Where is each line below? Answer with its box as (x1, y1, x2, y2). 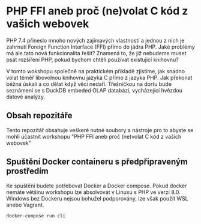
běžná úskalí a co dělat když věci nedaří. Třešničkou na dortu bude (6, 80, 172, 88)
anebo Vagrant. (6, 201, 44, 208)
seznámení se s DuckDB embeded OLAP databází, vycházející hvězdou (6, 86, 183, 94)
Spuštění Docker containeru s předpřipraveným (6, 157, 188, 167)
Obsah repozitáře (6, 110, 73, 121)
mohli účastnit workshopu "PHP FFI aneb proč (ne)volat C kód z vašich (6, 133, 182, 140)
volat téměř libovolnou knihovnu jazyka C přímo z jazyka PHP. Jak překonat (6, 74, 193, 81)
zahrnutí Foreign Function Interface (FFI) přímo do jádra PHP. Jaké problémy (6, 43, 195, 50)
